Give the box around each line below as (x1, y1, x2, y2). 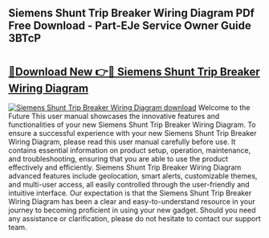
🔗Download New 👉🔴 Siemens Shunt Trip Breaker (8, 64, 261, 79)
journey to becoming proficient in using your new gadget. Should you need (8, 205, 256, 215)
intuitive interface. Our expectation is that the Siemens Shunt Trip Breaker (8, 188, 252, 198)
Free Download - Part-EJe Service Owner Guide (8, 19, 251, 33)
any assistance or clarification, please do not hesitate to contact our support (8, 214, 261, 224)
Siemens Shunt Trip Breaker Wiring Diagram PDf (8, 6, 255, 20)
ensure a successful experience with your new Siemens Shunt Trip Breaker (8, 129, 257, 137)
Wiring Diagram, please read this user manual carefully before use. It (8, 137, 236, 146)
